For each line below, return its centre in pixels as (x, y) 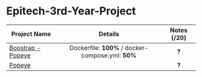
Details (109, 34)
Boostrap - (25, 48)
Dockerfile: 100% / (96, 48)
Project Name (31, 34)
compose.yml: (101, 55)
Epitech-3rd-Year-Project (71, 11)
